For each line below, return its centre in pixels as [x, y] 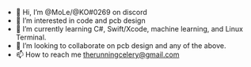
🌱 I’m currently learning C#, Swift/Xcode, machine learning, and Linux [129, 29]
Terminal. [31, 37]
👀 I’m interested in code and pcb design [80, 20]
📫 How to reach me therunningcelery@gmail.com [97, 54]
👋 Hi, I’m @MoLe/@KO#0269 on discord [82, 12]
